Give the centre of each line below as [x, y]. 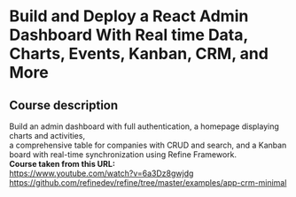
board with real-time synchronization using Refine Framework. [123, 155]
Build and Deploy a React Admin [129, 16]
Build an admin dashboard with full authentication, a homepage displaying [144, 126]
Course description [64, 105]
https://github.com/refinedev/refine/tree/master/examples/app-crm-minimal [148, 182]
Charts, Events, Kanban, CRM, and [139, 54]
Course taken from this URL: [62, 164]
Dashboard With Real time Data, [129, 35]
